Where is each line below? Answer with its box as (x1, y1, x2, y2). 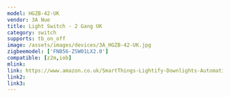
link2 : (7, 73, 26, 81)
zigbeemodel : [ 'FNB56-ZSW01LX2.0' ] (7, 48, 109, 55)
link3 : (7, 80, 26, 87)
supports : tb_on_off (7, 36, 66, 42)
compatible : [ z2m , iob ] (7, 55, 72, 61)
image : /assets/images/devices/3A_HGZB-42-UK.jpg (7, 42, 152, 48)
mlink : (7, 61, 26, 68)
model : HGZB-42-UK (7, 10, 60, 17)
